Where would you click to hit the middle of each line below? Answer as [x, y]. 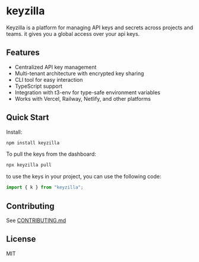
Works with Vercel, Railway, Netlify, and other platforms [83, 98]
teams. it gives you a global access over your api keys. [73, 33]
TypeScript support [38, 86]
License [21, 239]
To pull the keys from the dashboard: [51, 154]
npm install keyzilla [33, 143]
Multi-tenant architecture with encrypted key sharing [79, 73]
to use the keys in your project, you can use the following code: [84, 177]
